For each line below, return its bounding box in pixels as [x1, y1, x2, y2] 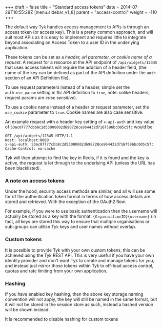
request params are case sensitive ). [5, 95, 77, 101]
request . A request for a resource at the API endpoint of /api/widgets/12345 [5, 60, 158, 65]
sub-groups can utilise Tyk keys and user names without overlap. [5, 224, 137, 230]
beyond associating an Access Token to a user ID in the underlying [5, 40, 140, 45]
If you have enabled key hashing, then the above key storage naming [5, 291, 143, 297]
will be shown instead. [5, 307, 50, 312]
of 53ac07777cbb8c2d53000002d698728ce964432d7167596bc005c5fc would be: [5, 124, 154, 130]
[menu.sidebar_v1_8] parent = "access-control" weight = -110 [34, 9, 157, 15]
